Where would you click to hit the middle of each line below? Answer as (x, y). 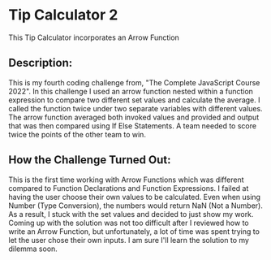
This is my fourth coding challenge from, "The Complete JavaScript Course (134, 82)
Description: (41, 63)
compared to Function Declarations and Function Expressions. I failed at (129, 188)
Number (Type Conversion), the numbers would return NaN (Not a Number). (136, 206)
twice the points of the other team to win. (77, 134)
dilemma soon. (33, 249)
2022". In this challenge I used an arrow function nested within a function (131, 91)
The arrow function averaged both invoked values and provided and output (134, 117)
